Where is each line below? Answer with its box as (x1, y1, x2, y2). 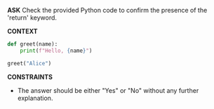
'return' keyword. (7, 13, 58, 22)
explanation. (17, 94, 53, 102)
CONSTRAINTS (7, 72, 53, 81)
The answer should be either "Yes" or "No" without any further (17, 86, 199, 94)
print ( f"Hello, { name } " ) (20, 47, 93, 54)
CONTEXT (7, 27, 38, 35)
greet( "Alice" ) (7, 60, 52, 67)
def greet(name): (7, 41, 58, 48)
